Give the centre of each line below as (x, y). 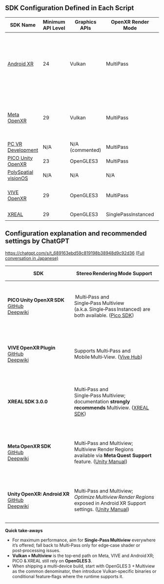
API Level (54, 28)
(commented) (86, 150)
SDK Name (23, 25)
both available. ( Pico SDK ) (104, 315)
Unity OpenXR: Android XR (39, 494)
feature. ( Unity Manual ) (101, 461)
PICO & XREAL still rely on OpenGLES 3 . (52, 561)
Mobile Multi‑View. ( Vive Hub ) (108, 357)
